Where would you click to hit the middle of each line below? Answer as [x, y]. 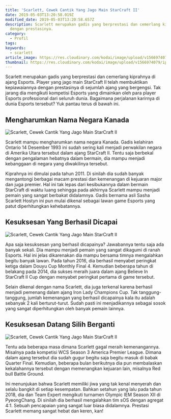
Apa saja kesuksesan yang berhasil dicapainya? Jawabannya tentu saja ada [85, 244]
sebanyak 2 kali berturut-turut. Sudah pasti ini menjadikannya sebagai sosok [85, 303]
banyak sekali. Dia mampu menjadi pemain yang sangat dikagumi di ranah [83, 250]
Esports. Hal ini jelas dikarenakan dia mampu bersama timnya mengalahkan [84, 255]
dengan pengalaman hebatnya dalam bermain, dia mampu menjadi [75, 158]
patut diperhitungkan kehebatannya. [43, 206]
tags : [11, 43]
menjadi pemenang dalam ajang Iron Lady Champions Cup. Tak [72, 292]
